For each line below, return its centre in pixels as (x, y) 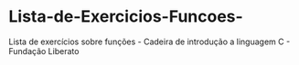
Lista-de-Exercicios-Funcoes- (126, 17)
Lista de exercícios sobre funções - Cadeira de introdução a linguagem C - (149, 42)
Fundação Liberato (44, 51)
